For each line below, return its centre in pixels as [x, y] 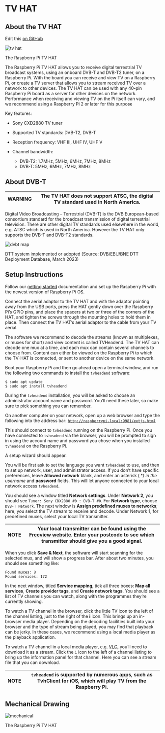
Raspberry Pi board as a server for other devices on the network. [71, 93]
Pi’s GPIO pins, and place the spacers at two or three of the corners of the [80, 312]
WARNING [20, 199]
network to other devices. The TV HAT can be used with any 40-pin [74, 88]
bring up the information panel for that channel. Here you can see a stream [81, 657]
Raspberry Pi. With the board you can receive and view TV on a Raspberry [80, 78]
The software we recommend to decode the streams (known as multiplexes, [82, 337]
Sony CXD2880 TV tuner [37, 123]
